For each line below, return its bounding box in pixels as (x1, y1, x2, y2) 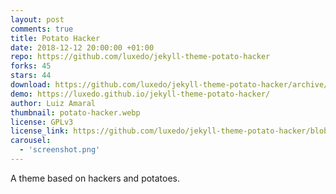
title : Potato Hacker (10, 33, 101, 43)
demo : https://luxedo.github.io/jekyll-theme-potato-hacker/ (10, 89, 271, 99)
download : (10, 80, 52, 90)
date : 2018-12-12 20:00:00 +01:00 (10, 42, 155, 53)
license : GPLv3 (10, 117, 74, 127)
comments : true (10, 24, 74, 34)
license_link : (10, 126, 70, 136)
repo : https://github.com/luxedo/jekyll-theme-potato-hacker (10, 52, 271, 62)
